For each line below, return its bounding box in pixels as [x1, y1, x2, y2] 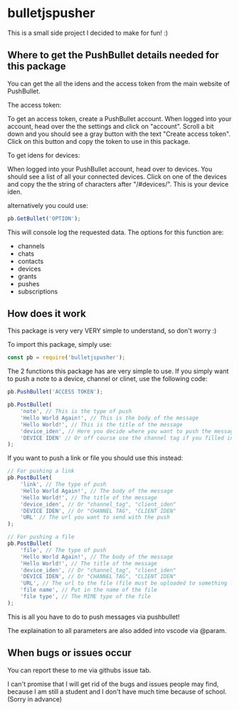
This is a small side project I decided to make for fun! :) [7, 28, 169, 37]
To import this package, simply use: [7, 340, 112, 349]
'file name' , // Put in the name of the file [20, 586, 158, 594]
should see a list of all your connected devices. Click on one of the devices [7, 172, 228, 181]
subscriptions [17, 287, 58, 296]
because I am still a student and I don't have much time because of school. [7, 687, 227, 696]
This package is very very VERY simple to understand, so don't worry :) [7, 326, 217, 335]
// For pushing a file [7, 533, 75, 541]
